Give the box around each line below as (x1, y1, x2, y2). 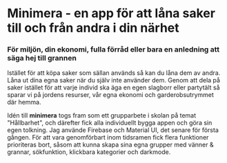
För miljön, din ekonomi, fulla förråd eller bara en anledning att (7, 45, 220, 54)
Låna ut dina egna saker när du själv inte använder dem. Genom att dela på (7, 76, 221, 85)
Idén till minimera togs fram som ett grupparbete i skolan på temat (7, 111, 197, 120)
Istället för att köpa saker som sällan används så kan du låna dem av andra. (7, 69, 221, 77)
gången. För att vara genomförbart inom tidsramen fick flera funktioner (7, 133, 209, 142)
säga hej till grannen (7, 54, 77, 63)
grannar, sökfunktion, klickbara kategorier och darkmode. (7, 148, 171, 156)
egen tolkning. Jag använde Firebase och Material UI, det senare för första (7, 126, 219, 134)
